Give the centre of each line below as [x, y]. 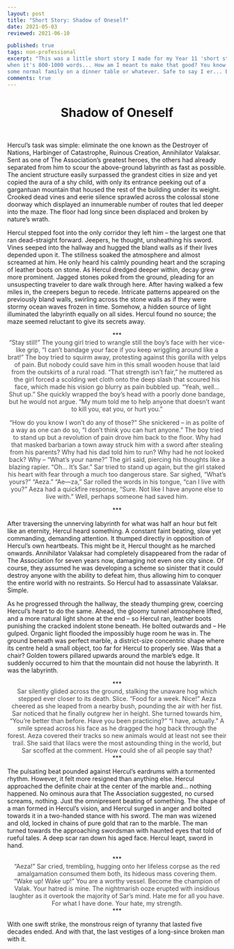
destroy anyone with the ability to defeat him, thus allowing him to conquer [114, 576]
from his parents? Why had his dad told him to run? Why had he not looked [117, 452]
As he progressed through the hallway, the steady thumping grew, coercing [115, 604]
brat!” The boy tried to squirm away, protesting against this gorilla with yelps [117, 357]
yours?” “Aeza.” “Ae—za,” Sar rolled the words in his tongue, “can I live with [117, 482]
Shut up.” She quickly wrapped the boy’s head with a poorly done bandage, [117, 394]
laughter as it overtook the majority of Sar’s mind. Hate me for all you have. [117, 896]
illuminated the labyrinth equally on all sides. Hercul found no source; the [112, 314]
